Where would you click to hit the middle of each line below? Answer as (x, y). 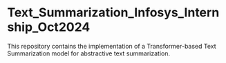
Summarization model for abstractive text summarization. (89, 53)
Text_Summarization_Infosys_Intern (113, 13)
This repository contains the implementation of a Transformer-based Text (112, 46)
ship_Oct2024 (49, 27)
